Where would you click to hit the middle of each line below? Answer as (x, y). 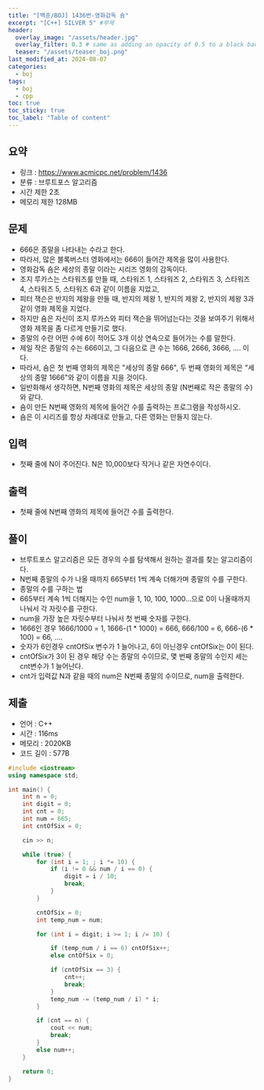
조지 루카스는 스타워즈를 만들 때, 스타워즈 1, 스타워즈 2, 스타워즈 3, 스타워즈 (135, 279)
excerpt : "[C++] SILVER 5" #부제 (61, 23)
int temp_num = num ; (70, 920)
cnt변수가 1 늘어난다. (51, 666)
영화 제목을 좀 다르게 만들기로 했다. (73, 328)
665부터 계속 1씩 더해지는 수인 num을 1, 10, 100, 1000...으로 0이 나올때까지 (135, 598)
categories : (27, 67)
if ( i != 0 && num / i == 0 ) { (101, 869)
